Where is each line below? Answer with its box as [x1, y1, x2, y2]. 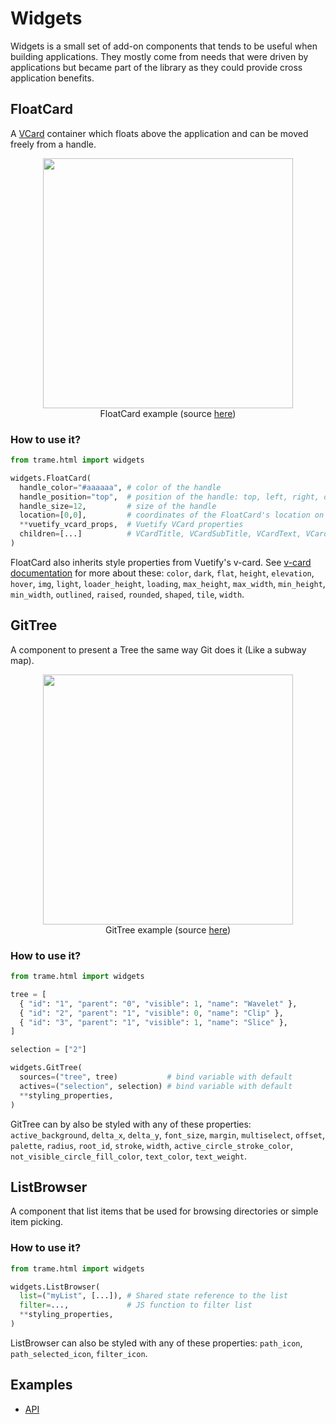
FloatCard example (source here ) [99, 407, 237, 419]
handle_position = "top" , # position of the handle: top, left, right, [19, 492, 320, 502]
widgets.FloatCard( [10, 473, 92, 483]
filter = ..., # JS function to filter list [19, 1300, 253, 1311]
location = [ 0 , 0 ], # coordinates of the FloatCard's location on [19, 510, 325, 521]
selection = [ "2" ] [10, 1045, 87, 1055]
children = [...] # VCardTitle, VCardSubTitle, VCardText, [19, 529, 302, 539]
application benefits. [10, 72, 95, 84]
